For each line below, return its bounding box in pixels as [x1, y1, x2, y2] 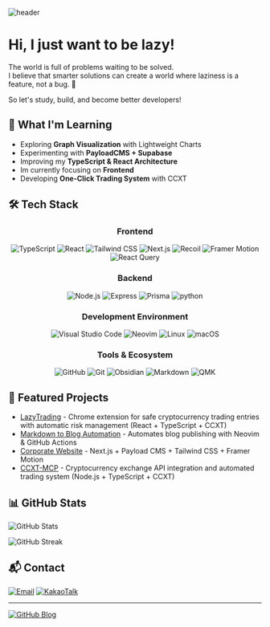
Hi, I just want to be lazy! [8, 36, 175, 54]
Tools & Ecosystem [96, 349, 174, 360]
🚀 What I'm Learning [8, 118, 112, 132]
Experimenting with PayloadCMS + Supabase [19, 148, 173, 157]
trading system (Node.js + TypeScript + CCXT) [19, 472, 175, 482]
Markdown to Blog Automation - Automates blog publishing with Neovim [19, 430, 260, 439]
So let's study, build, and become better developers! [8, 95, 182, 104]
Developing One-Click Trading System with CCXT [19, 173, 187, 183]
